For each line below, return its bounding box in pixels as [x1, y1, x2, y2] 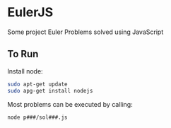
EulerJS [7, 4, 54, 21]
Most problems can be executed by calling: [7, 100, 133, 108]
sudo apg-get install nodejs [7, 87, 93, 94]
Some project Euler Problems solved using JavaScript [7, 28, 164, 36]
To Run [7, 48, 39, 60]
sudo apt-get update [7, 81, 69, 88]
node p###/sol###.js [7, 114, 69, 121]
